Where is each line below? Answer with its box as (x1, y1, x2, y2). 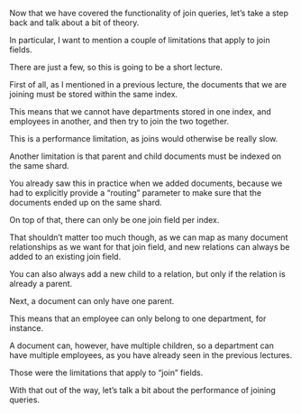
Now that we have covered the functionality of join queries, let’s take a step (9, 8, 289, 18)
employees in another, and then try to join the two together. (9, 116, 230, 126)
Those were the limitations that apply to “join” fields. (9, 367, 204, 378)
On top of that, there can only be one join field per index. (9, 215, 220, 225)
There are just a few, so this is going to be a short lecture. (9, 62, 223, 72)
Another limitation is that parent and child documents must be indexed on (9, 151, 282, 161)
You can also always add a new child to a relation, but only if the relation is (9, 269, 286, 279)
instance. (9, 323, 44, 333)
